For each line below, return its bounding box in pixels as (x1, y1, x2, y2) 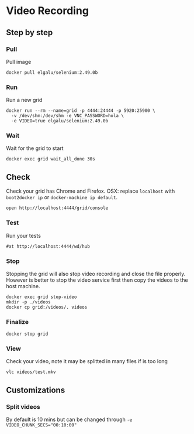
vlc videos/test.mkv (6, 369, 57, 375)
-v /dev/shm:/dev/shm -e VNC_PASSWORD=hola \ (11, 113, 124, 119)
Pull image (6, 58, 32, 65)
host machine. (6, 282, 40, 289)
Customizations (6, 385, 65, 395)
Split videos (6, 402, 41, 411)
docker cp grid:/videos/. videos (6, 304, 88, 310)
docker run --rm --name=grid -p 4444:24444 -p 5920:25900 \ (6, 108, 156, 114)
